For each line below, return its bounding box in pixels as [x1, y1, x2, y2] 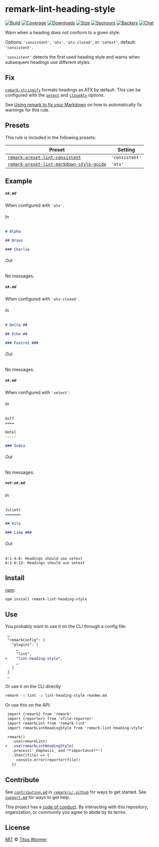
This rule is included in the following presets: [5, 134, 96, 140]
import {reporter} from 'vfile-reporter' [7, 716, 94, 721]
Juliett [5, 508, 21, 512]
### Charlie [5, 247, 30, 252]
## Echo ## [5, 332, 28, 337]
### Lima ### [5, 530, 32, 535]
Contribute [5, 776, 40, 784]
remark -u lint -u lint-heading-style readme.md [5, 693, 107, 698]
